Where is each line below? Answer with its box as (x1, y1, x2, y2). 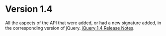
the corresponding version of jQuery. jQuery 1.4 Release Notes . (5, 25, 135, 31)
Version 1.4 (5, 3, 53, 15)
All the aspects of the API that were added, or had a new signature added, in (5, 20, 162, 26)
